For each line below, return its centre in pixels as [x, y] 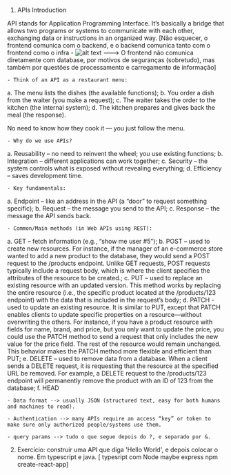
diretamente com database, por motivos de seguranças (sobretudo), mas [111, 60]
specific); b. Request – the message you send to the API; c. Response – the [114, 209]
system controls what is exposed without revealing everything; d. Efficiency [114, 168]
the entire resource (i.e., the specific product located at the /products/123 [111, 292]
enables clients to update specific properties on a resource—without [104, 314]
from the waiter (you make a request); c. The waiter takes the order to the [111, 100]
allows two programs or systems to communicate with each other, [101, 31]
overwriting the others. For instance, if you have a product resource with [110, 322]
